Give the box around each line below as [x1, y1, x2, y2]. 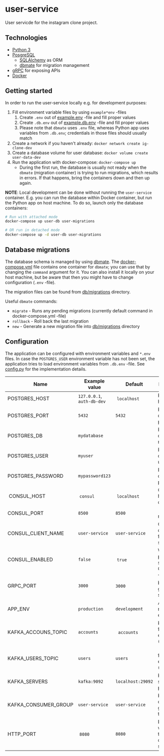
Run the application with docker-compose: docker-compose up [12, 159, 136, 165]
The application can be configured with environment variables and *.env [5, 350, 151, 356]
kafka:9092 [78, 678, 103, 684]
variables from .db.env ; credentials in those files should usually [19, 130, 147, 136]
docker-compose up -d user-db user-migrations [5, 232, 102, 237]
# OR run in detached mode [5, 228, 60, 233]
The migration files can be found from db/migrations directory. [5, 289, 131, 295]
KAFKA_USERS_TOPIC [7, 655, 59, 662]
